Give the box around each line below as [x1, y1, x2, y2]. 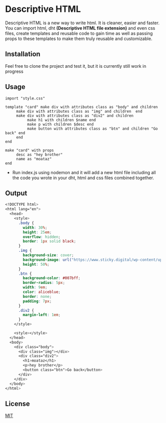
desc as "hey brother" [16, 152, 63, 157]
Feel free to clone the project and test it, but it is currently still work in [5, 63, 147, 69]
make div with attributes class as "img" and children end [16, 109, 142, 114]
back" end [5, 130, 26, 136]
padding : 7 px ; [23, 298, 52, 304]
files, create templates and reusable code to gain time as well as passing [5, 30, 153, 36]
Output [5, 189, 27, 197]
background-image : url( [23, 257, 72, 262]
